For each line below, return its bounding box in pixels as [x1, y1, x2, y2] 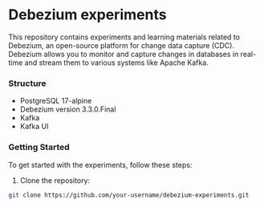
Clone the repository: [19, 175, 91, 185]
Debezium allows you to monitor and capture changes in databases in [8, 49, 239, 59]
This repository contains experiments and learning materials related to [8, 32, 241, 42]
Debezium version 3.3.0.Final [19, 104, 116, 114]
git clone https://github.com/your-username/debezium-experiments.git [8, 191, 250, 199]
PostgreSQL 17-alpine [19, 96, 92, 106]
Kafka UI [19, 122, 49, 132]
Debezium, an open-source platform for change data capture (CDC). [8, 40, 235, 50]
